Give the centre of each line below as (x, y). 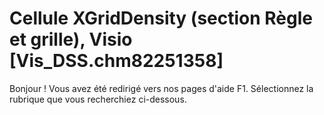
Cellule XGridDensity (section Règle (161, 18)
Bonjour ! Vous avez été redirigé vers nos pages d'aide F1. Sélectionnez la (161, 88)
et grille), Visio (71, 39)
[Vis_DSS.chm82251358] (116, 61)
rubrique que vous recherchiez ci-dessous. (98, 99)
